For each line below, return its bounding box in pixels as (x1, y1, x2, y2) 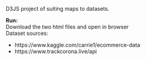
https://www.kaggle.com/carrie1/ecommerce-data (14, 42, 141, 48)
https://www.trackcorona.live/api (14, 48, 97, 55)
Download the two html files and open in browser (5, 24, 129, 30)
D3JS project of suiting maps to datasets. (5, 5, 110, 12)
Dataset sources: (5, 30, 49, 37)
